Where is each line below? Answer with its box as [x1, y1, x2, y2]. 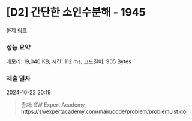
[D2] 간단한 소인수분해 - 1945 [6, 5, 146, 19]
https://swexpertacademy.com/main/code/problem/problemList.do [20, 108, 187, 115]
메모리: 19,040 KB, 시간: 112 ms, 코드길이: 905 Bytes [6, 58, 132, 65]
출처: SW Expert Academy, [20, 101, 86, 108]
